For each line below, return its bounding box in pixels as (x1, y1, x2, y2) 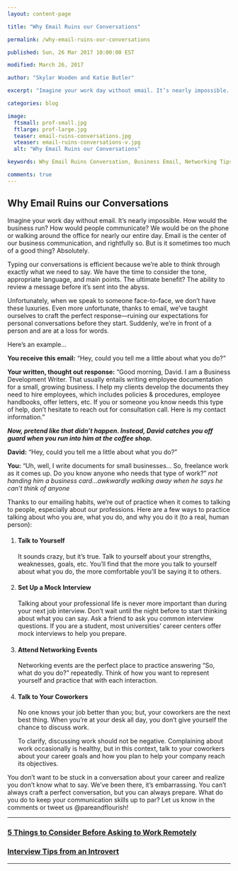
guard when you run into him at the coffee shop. (7, 433, 152, 443)
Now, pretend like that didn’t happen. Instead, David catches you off (7, 426, 213, 435)
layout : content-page (7, 10, 72, 18)
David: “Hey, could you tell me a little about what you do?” (7, 448, 178, 456)
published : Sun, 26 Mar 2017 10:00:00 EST (7, 49, 135, 56)
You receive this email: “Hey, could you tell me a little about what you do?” (7, 353, 227, 362)
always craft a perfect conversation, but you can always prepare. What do (7, 788, 223, 797)
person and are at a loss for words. (7, 326, 110, 335)
